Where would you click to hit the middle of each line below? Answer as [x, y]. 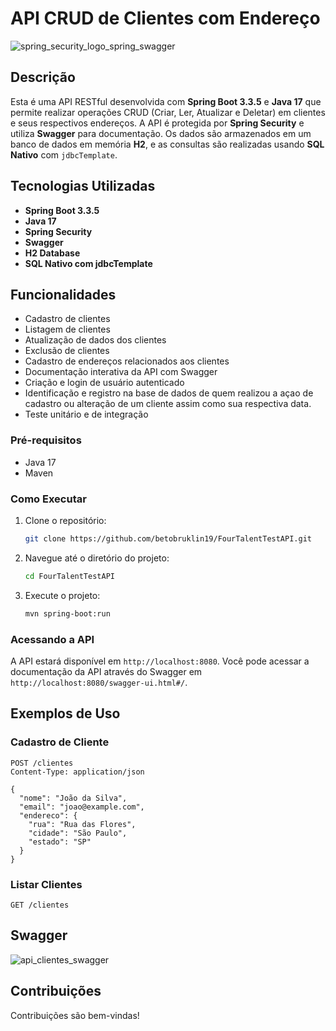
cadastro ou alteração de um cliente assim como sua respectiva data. [168, 404]
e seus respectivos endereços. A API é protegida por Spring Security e [157, 123]
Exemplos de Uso [65, 713]
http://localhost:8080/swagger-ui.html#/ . [99, 682]
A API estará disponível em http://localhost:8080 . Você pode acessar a [160, 661]
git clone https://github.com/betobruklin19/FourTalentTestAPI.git [168, 538]
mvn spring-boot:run [67, 613]
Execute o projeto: [62, 595]
